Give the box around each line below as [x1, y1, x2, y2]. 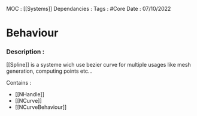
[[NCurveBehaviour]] [14, 103, 67, 111]
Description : [6, 47, 45, 56]
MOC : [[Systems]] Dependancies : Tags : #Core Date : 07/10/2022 [6, 5, 171, 12]
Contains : [6, 79, 32, 87]
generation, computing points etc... [6, 67, 93, 75]
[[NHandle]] [14, 91, 45, 98]
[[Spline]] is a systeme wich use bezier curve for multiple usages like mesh [6, 61, 192, 69]
